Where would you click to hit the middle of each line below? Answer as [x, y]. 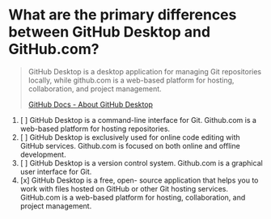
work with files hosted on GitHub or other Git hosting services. [124, 188]
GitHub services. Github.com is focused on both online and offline [130, 145]
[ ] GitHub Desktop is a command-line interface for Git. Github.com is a [138, 120]
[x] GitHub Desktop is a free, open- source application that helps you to [139, 180]
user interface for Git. [56, 171]
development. [43, 154]
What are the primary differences [123, 15]
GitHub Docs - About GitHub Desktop [91, 104]
